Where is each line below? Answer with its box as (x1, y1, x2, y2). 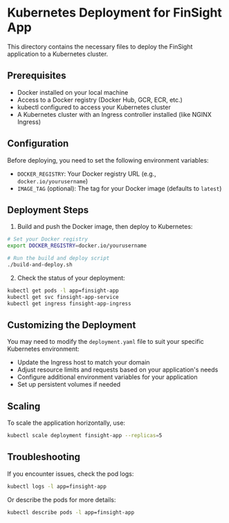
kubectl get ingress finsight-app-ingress (7, 300, 131, 307)
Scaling (7, 400, 41, 412)
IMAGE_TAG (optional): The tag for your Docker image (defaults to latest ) (17, 184, 222, 192)
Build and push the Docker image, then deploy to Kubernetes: (17, 223, 193, 231)
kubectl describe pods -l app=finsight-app (7, 508, 135, 516)
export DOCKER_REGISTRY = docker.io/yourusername (7, 242, 147, 250)
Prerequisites (7, 70, 66, 82)
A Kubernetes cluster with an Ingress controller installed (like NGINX (17, 110, 212, 118)
